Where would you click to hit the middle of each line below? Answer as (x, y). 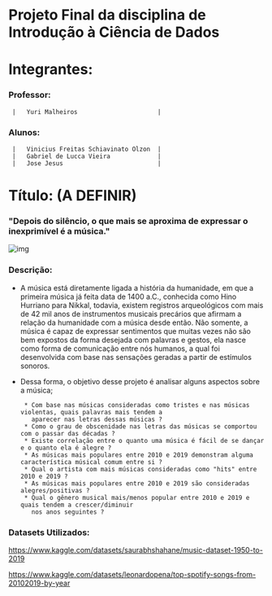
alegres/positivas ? (55, 490)
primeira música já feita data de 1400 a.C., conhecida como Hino (128, 296)
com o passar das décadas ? (67, 433)
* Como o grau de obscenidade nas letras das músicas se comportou (140, 426)
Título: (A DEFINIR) (73, 196)
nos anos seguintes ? (68, 512)
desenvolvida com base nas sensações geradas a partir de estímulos (136, 357)
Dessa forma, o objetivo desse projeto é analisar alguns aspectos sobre (140, 381)
